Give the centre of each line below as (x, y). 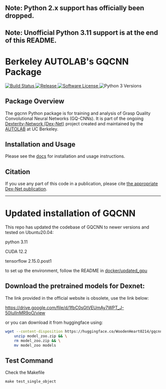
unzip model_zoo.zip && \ (41, 336)
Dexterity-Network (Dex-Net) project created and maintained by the (74, 123)
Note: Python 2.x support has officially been (75, 8)
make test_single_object (31, 382)
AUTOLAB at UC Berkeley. (32, 129)
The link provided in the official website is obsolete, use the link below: (77, 298)
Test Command (29, 361)
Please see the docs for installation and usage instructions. (65, 156)
